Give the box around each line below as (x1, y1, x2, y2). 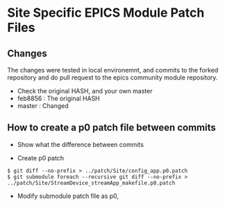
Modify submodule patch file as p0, (17, 192, 119, 200)
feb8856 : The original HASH (17, 94, 101, 102)
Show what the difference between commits (17, 140, 144, 148)
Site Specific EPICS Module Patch (7, 5, 205, 21)
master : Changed (17, 102, 69, 109)
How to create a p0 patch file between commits (7, 122, 217, 134)
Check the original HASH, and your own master (17, 87, 153, 95)
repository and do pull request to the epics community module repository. (7, 73, 218, 82)
